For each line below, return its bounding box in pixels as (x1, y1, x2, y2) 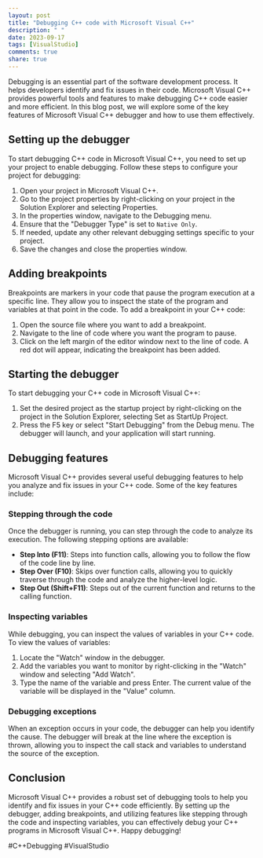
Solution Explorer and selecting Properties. (19, 202, 159, 212)
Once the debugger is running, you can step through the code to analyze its (8, 526, 254, 536)
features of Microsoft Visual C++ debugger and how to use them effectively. (8, 110, 255, 119)
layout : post (8, 11, 51, 20)
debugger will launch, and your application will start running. (19, 429, 216, 438)
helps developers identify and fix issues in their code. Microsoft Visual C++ (8, 85, 251, 94)
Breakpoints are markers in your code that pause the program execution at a (8, 288, 255, 297)
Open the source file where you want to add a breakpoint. (19, 320, 206, 329)
